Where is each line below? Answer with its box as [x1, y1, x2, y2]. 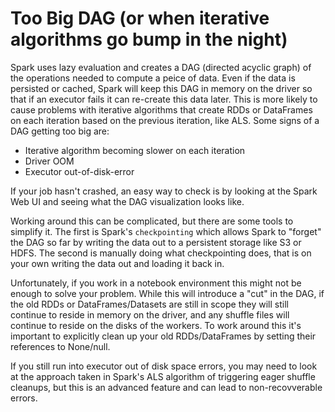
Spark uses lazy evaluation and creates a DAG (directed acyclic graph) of [10, 61, 312, 73]
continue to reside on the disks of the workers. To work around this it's [10, 319, 302, 331]
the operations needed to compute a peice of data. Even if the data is [10, 72, 296, 84]
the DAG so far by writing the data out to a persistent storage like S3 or [10, 236, 302, 248]
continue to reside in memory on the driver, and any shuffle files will [10, 308, 290, 321]
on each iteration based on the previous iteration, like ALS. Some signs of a [10, 114, 320, 126]
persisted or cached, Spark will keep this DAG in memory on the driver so [10, 82, 313, 94]
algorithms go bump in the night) [10, 28, 288, 51]
